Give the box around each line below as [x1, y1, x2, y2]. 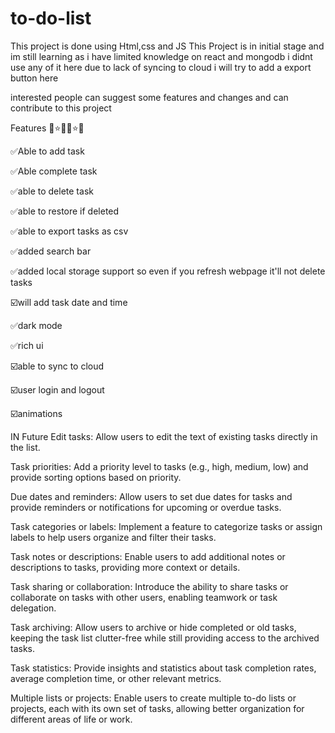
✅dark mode [10, 319, 63, 331]
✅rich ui [10, 339, 44, 351]
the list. [10, 441, 41, 453]
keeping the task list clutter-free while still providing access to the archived [10, 632, 320, 644]
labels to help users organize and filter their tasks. [10, 531, 217, 543]
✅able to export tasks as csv [10, 225, 129, 237]
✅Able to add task [10, 145, 85, 157]
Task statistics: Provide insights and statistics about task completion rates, [10, 662, 317, 674]
